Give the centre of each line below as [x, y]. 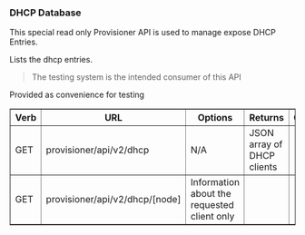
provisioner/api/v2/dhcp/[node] [113, 200]
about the [211, 194]
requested [212, 205]
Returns [266, 118]
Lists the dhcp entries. [51, 60]
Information [215, 182]
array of [266, 144]
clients [263, 167]
